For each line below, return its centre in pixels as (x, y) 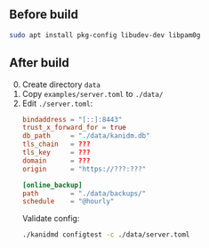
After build (39, 63)
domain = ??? (56, 160)
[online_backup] (52, 185)
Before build (44, 15)
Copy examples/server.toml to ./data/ (92, 93)
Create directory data (61, 84)
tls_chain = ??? (56, 144)
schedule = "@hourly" (68, 202)
